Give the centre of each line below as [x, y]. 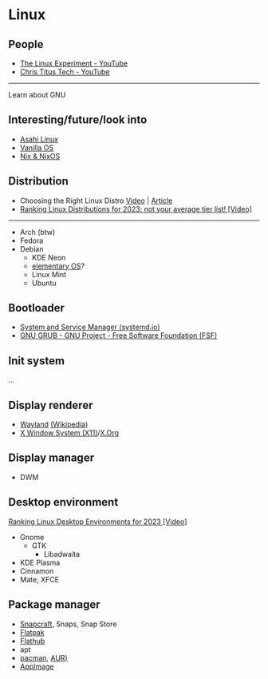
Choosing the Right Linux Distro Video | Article [96, 201]
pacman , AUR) [43, 657]
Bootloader [37, 308]
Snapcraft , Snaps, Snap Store [68, 624]
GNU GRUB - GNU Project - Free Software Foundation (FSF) [118, 336]
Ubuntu [44, 283]
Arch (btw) [37, 232]
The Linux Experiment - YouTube [74, 63]
